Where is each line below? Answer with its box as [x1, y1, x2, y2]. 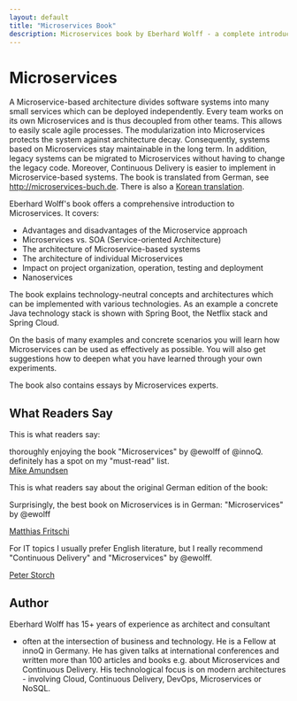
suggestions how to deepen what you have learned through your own [9, 353, 263, 364]
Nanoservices [21, 272, 73, 283]
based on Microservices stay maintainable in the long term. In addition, [9, 143, 268, 155]
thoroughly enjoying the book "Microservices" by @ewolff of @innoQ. [9, 446, 263, 457]
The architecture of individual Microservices [21, 253, 184, 264]
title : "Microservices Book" [9, 21, 117, 30]
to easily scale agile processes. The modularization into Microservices [9, 125, 265, 135]
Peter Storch [9, 570, 55, 581]
